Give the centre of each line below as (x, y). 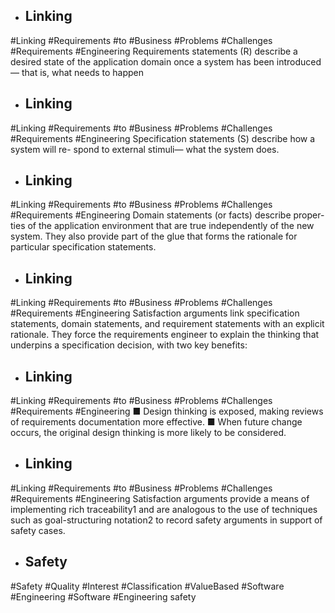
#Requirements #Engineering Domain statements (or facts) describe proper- (167, 215)
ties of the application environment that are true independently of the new (162, 226)
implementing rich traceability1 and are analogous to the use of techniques (164, 509)
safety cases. (38, 530)
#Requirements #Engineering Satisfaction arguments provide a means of (160, 498)
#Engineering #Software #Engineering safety (103, 596)
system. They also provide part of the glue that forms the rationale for (154, 236)
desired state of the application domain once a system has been (142, 61)
